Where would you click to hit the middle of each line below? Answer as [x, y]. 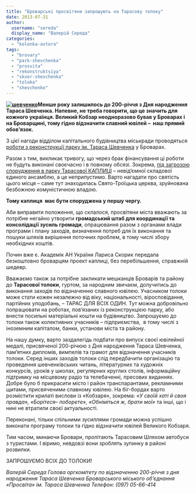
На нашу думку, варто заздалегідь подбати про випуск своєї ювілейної [95, 339]
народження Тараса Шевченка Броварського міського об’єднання [90, 478]
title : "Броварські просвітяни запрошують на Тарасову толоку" [85, 11]
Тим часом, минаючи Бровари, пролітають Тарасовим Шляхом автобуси [97, 437]
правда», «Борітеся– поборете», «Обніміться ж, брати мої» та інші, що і [96, 401]
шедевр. [17, 267]
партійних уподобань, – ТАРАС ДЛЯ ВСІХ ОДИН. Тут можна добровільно [97, 303]
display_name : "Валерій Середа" [51, 33]
